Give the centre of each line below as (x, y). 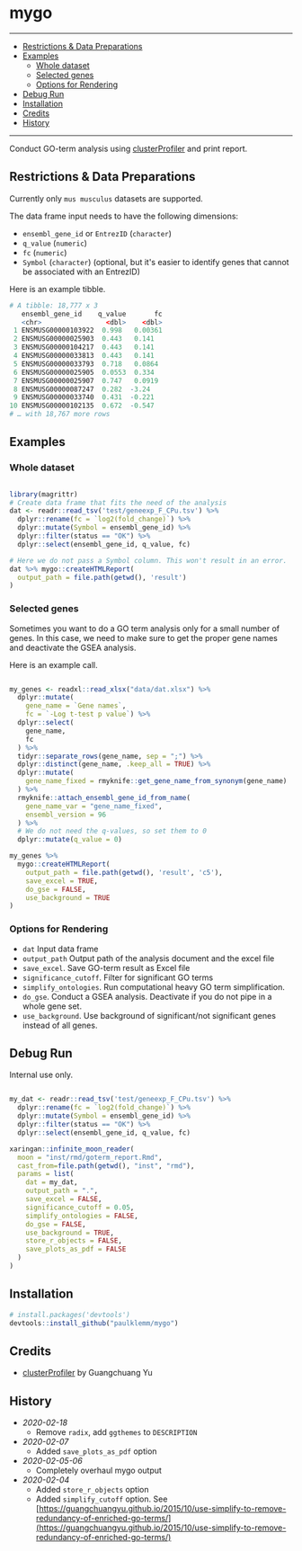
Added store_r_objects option (93, 1490)
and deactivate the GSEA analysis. (73, 647)
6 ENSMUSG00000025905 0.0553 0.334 (84, 372)
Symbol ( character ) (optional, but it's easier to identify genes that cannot (155, 262)
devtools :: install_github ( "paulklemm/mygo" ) (94, 1323)
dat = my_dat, (52, 1182)
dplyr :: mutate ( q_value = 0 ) (70, 840)
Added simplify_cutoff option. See (102, 1499)
